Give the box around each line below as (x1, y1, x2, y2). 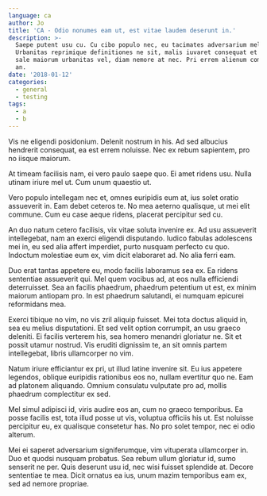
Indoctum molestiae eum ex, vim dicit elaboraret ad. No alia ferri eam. (8, 250, 236, 260)
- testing (15, 93, 48, 101)
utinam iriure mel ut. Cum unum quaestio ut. (8, 177, 152, 186)
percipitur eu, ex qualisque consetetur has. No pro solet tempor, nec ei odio (8, 421, 256, 431)
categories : (8, 78, 48, 86)
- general (15, 85, 48, 94)
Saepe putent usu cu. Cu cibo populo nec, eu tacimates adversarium (15, 41, 247, 49)
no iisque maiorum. (8, 153, 72, 163)
